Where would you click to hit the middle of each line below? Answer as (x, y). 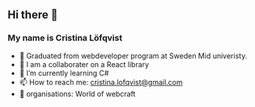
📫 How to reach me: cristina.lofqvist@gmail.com (101, 82)
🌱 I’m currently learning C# (64, 73)
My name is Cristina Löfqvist (65, 38)
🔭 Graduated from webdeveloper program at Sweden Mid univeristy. (133, 56)
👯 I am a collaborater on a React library (84, 64)
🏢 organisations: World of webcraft (77, 93)
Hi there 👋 (33, 15)
